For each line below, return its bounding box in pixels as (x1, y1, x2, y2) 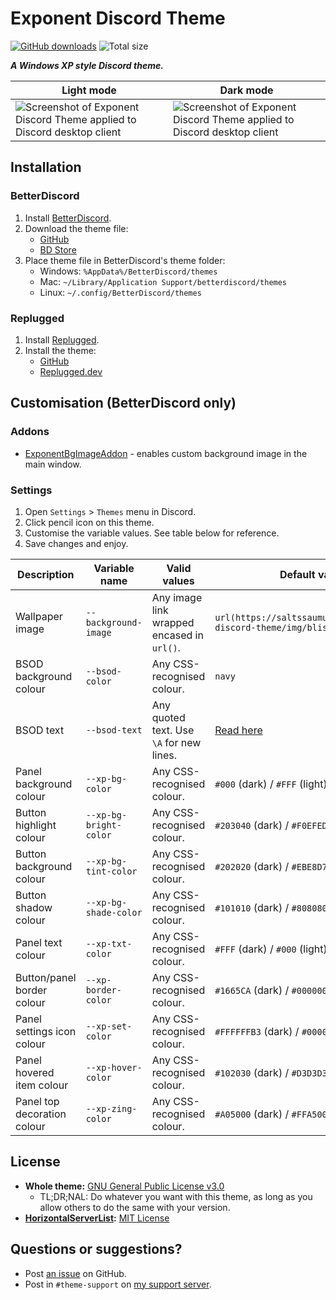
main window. (24, 458, 82, 470)
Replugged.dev (39, 365, 103, 377)
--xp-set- (85, 1020, 133, 1032)
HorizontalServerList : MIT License (24, 1212, 170, 1224)
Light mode (61, 83, 117, 97)
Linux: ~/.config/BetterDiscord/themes (39, 286, 202, 298)
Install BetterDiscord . (24, 212, 112, 224)
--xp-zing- (85, 1103, 138, 1114)
